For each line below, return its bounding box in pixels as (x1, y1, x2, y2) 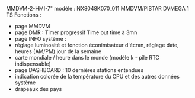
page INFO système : (14, 35, 66, 42)
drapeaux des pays (14, 86, 62, 92)
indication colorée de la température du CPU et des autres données (14, 73, 180, 80)
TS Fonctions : (6, 11, 41, 18)
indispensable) (14, 60, 52, 67)
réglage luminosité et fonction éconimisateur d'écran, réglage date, (14, 41, 179, 48)
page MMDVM (14, 23, 50, 30)
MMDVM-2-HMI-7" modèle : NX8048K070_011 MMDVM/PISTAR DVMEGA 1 (6, 5, 190, 12)
